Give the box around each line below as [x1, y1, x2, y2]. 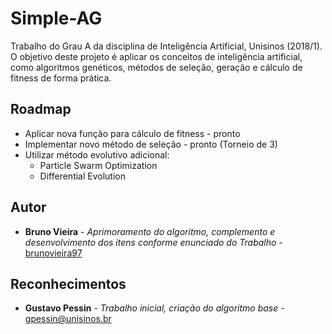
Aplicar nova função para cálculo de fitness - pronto [24, 127, 241, 139]
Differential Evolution [39, 170, 126, 182]
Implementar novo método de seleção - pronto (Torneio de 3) [24, 138, 278, 150]
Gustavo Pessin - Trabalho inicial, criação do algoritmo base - [24, 302, 285, 314]
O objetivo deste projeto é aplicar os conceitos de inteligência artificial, [10, 50, 303, 62]
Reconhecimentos [10, 275, 127, 292]
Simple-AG [10, 7, 103, 30]
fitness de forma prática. [10, 72, 112, 84]
